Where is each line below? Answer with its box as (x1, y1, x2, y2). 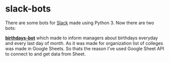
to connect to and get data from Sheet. (5, 51, 86, 57)
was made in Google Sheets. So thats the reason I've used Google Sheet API (5, 45, 164, 51)
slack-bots (5, 3, 51, 15)
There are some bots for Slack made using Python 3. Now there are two (5, 20, 154, 26)
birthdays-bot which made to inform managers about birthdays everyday (5, 35, 158, 41)
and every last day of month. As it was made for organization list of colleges (5, 40, 163, 46)
